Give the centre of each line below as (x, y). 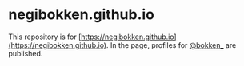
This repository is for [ (45, 37)
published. (26, 53)
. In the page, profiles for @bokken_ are (171, 45)
